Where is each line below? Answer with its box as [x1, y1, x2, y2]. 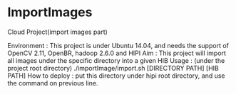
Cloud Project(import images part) [7, 28, 108, 36]
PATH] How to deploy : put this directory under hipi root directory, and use [7, 71, 226, 80]
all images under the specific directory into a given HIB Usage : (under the [7, 56, 225, 64]
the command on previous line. [7, 78, 98, 87]
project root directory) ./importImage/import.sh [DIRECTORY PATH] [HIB [7, 64, 219, 72]
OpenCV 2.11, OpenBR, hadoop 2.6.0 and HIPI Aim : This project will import [7, 49, 227, 57]
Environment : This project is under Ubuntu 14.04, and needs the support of [7, 41, 230, 49]
